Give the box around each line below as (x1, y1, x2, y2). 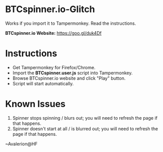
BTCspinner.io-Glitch (5, 4, 95, 15)
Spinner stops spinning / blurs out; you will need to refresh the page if (12, 115, 157, 121)
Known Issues (5, 98, 66, 110)
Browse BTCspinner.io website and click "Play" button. (12, 75, 126, 81)
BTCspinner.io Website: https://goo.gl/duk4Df (5, 30, 102, 36)
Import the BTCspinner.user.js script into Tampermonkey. (12, 70, 133, 76)
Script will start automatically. (12, 80, 74, 86)
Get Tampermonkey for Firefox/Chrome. (12, 64, 96, 70)
